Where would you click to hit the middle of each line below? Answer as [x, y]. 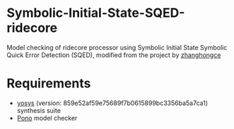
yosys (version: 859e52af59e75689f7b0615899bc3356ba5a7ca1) [112, 103]
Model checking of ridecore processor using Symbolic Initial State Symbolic [117, 47]
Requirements [49, 84]
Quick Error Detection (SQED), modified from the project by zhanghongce [114, 55]
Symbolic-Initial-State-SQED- [96, 13]
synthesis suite [39, 110]
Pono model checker [47, 118]
